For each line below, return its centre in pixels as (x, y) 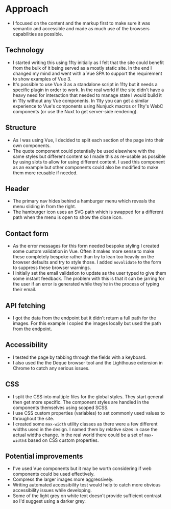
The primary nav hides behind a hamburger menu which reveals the (84, 201)
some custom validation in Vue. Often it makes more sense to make (83, 251)
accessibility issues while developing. (52, 491)
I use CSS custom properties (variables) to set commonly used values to (89, 413)
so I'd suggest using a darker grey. (49, 501)
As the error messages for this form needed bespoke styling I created (86, 246)
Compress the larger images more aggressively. (63, 479)
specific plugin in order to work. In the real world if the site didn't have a (88, 90)
